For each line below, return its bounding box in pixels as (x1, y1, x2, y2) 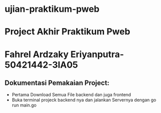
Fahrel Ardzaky (4, 48, 69, 60)
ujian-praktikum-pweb (4, 3, 100, 15)
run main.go (11, 102, 37, 108)
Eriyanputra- (70, 48, 124, 60)
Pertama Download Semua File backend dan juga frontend (11, 92, 131, 98)
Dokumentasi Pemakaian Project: (4, 78, 109, 87)
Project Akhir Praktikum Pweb (4, 26, 131, 38)
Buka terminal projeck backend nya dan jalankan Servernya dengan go (11, 97, 157, 103)
